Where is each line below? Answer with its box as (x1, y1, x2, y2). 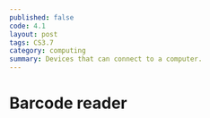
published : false (9, 13, 74, 22)
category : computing (9, 46, 87, 55)
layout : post (9, 29, 58, 38)
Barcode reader (9, 93, 127, 114)
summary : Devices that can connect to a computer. (9, 55, 203, 63)
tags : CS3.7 (9, 38, 54, 47)
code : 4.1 (9, 21, 47, 30)
